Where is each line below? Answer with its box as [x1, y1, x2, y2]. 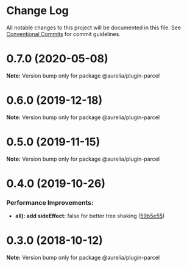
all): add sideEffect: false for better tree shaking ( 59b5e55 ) [15, 212, 165, 220]
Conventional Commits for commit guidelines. [6, 30, 121, 37]
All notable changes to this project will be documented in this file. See [6, 24, 182, 31]
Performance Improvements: [6, 198, 94, 207]
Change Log [6, 4, 69, 18]
